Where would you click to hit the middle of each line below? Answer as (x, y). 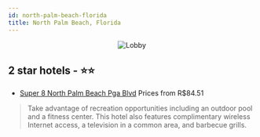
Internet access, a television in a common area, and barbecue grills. (137, 125)
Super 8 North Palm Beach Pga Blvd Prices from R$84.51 (112, 93)
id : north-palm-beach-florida (58, 15)
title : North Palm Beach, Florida (65, 23)
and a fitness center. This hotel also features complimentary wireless (139, 117)
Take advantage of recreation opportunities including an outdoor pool (140, 108)
